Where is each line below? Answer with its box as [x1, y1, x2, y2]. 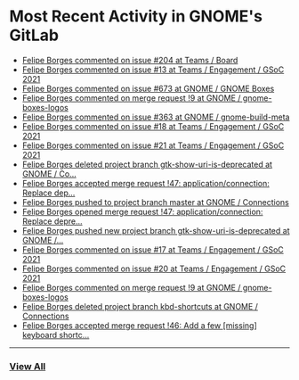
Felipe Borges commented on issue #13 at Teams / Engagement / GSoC [21, 64, 285, 75]
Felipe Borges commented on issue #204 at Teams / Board [21, 54, 238, 65]
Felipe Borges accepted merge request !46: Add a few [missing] [21, 319, 257, 331]
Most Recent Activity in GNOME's [9, 6, 263, 27]
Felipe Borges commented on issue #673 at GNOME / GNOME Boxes [21, 83, 275, 94]
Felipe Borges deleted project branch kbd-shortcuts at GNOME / [21, 301, 258, 311]
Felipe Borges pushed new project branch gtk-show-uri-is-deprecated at [21, 225, 290, 235]
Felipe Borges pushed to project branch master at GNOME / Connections [21, 196, 289, 207]
